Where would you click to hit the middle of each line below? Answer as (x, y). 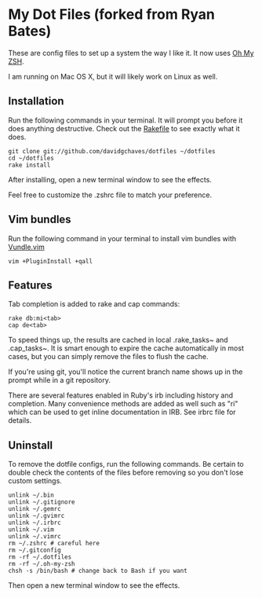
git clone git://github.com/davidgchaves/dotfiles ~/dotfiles (112, 151)
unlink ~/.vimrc (35, 537)
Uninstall (31, 445)
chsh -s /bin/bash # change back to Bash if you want (98, 571)
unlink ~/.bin (31, 495)
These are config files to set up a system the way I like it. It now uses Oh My (131, 53)
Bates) (30, 31)
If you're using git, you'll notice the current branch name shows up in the (126, 372)
